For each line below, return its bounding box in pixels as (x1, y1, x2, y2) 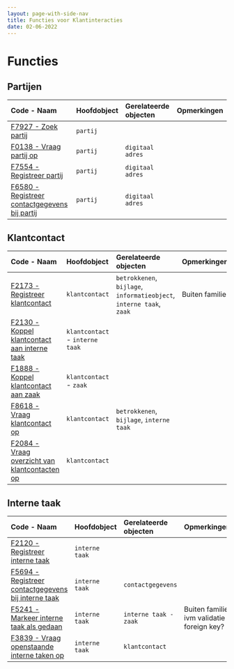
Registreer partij (10, 171, 63, 180)
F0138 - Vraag (10, 142, 61, 152)
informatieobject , (116, 291, 175, 300)
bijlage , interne (116, 415, 171, 425)
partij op (10, 151, 38, 160)
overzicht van (10, 456, 56, 466)
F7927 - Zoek (10, 122, 58, 132)
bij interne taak (10, 593, 59, 603)
